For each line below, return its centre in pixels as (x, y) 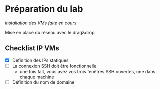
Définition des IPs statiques (40, 60)
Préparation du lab (44, 9)
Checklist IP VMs (32, 48)
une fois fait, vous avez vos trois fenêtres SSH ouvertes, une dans (87, 71)
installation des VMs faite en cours (41, 23)
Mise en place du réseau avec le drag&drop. (51, 32)
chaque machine (37, 77)
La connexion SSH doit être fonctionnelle (54, 66)
